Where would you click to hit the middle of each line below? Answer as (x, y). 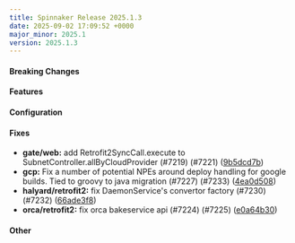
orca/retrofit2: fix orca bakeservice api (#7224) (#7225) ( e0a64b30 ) (150, 210)
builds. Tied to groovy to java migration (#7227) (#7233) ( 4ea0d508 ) (149, 181)
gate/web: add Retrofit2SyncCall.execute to (104, 152)
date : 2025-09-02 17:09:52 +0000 (72, 26)
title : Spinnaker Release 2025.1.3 (76, 17)
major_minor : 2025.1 (48, 34)
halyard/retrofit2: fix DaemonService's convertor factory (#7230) (144, 191)
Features (26, 91)
